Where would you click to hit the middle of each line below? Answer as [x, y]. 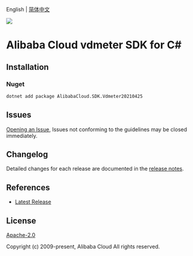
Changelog [27, 154]
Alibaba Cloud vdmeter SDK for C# [94, 45]
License [21, 220]
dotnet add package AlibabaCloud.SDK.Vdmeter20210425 [75, 96]
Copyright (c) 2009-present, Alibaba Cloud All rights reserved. [83, 246]
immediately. [22, 135]
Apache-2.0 [21, 235]
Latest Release [33, 202]
